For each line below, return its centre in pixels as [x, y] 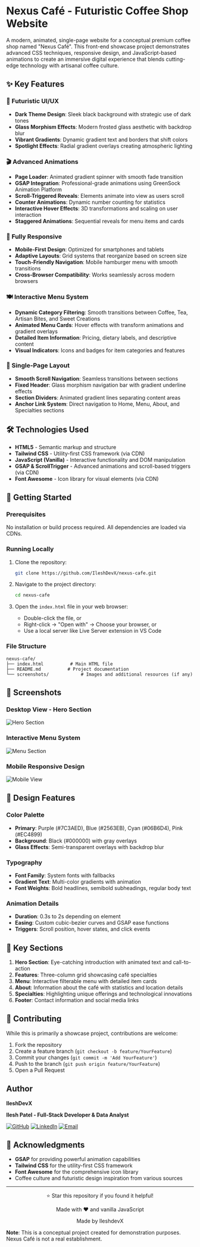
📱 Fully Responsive [34, 237]
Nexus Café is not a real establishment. [54, 1239]
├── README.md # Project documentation [68, 669]
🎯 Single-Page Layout [38, 366]
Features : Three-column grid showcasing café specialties [86, 975]
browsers [26, 281]
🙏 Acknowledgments [46, 1145]
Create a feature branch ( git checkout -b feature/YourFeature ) [93, 1051]
